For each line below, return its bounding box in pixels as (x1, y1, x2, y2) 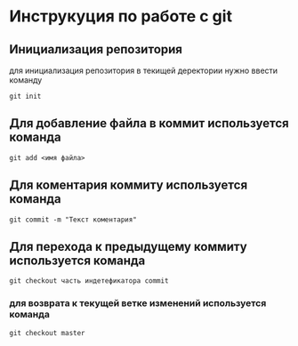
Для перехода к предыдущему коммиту (9, 239, 247, 254)
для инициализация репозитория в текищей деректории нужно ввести (9, 65, 278, 76)
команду (9, 75, 43, 85)
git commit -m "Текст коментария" (9, 215, 138, 224)
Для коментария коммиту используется (9, 178, 248, 193)
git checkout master (9, 328, 86, 337)
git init (9, 92, 42, 101)
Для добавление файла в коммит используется (9, 116, 289, 131)
